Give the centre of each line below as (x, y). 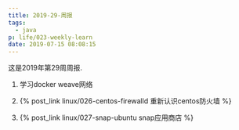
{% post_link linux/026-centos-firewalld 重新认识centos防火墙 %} (125, 101)
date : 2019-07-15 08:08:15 (52, 45)
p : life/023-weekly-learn (50, 37)
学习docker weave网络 (56, 85)
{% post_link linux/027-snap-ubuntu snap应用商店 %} (107, 117)
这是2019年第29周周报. (45, 68)
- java (26, 30)
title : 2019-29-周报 (40, 15)
